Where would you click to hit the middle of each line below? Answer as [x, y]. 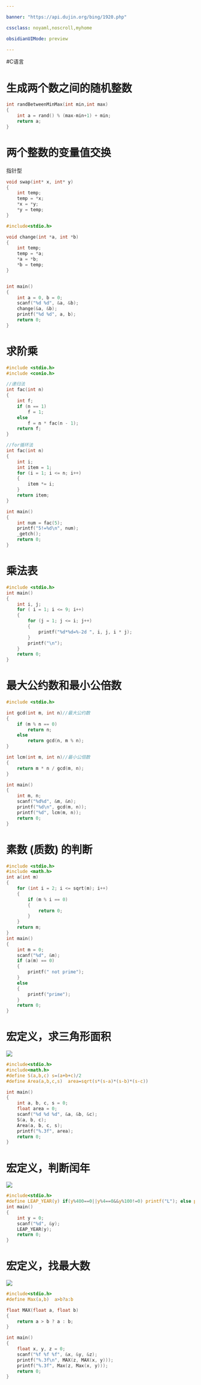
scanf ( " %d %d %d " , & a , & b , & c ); [57, 1115]
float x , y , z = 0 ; [41, 1349]
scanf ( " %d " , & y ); [39, 1224]
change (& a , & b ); [37, 309]
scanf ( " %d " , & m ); [39, 955]
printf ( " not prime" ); [56, 972]
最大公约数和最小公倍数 [64, 686]
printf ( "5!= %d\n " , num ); [48, 528]
